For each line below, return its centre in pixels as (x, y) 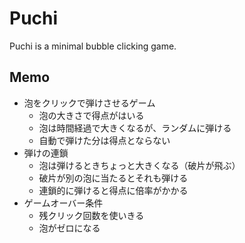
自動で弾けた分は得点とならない (104, 140)
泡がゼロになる (69, 228)
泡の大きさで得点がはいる (91, 115)
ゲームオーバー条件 (63, 203)
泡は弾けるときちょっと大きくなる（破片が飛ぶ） (139, 165)
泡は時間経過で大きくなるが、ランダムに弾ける (135, 128)
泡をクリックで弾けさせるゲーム (89, 103)
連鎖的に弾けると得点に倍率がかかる (113, 190)
